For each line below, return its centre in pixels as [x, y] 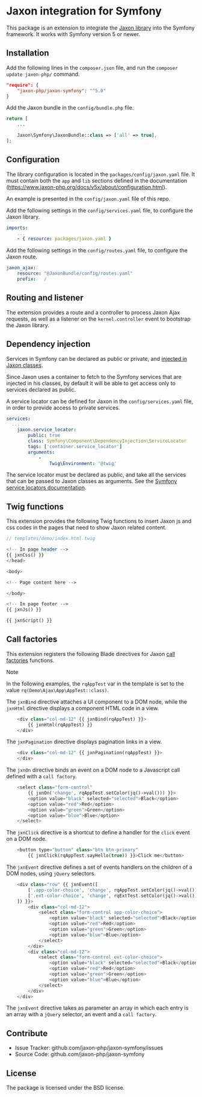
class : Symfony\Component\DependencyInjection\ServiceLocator [107, 441]
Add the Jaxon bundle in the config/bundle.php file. [70, 108]
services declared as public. [41, 389]
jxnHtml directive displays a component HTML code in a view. [83, 708]
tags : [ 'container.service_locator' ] [75, 446]
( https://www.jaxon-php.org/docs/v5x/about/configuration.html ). [87, 187]
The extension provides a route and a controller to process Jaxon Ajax [93, 312]
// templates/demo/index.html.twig [51, 539]
